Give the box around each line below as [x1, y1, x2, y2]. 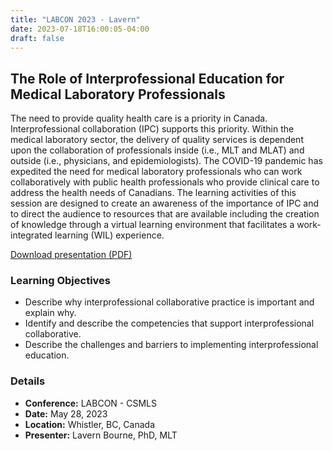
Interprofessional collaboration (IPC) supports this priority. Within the [10, 123, 295, 135]
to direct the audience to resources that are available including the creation [10, 208, 320, 220]
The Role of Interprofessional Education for [10, 70, 285, 87]
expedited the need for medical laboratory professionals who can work [10, 166, 303, 178]
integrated [10, 229, 53, 241]
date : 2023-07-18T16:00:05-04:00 [10, 24, 150, 34]
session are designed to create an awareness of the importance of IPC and [10, 197, 320, 210]
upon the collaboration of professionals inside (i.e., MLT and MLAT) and [10, 144, 305, 156]
